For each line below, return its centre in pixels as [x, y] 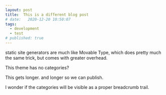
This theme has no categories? [37, 67]
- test [17, 33]
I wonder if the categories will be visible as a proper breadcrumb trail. [77, 87]
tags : [11, 24]
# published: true [24, 38]
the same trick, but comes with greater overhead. [56, 58]
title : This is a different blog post [47, 15]
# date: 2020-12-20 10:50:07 [38, 19]
